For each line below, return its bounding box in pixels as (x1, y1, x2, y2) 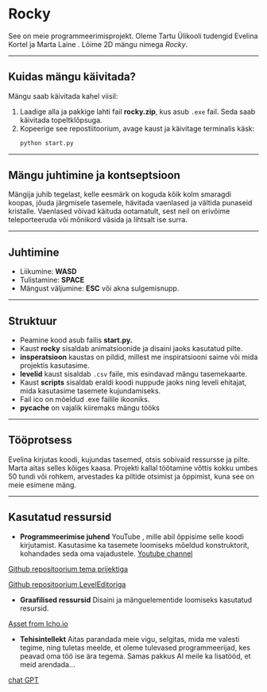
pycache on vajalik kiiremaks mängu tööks (19, 403, 161, 412)
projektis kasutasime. (19, 361, 90, 370)
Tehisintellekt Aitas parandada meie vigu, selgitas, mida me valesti (19, 634, 240, 643)
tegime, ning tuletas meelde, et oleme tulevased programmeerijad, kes (19, 643, 251, 652)
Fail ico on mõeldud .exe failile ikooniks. (19, 395, 150, 405)
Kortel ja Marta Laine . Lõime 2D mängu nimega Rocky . (8, 39, 188, 49)
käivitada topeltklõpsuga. (19, 115, 103, 124)
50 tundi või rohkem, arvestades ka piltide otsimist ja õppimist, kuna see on (8, 471, 254, 481)
